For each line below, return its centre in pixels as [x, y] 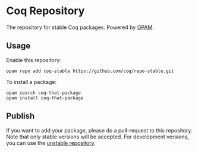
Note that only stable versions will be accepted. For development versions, [98, 137]
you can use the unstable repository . [51, 143]
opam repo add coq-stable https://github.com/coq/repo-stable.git [90, 71]
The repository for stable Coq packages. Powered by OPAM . [80, 27]
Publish [21, 116]
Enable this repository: [34, 60]
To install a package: [32, 82]
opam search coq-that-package [44, 93]
